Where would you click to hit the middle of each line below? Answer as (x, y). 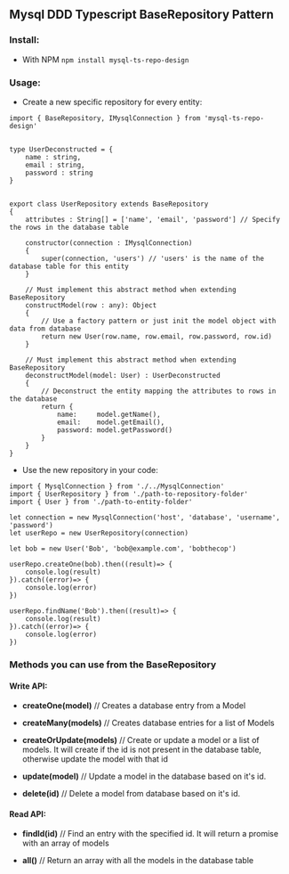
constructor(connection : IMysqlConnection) (109, 243)
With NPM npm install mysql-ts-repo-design (105, 59)
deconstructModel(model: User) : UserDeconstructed (123, 375)
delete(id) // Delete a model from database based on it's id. (131, 794)
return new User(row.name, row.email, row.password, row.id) (157, 336)
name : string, (53, 157)
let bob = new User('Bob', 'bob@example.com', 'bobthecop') (123, 548)
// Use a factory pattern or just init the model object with (159, 321)
